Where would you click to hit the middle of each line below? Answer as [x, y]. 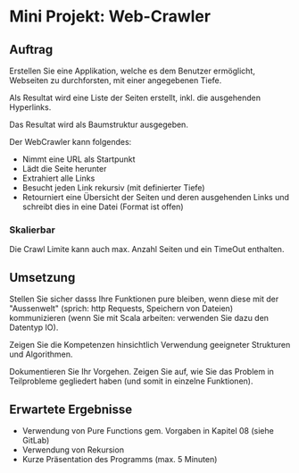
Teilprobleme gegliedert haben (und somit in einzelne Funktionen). [131, 381]
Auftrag [31, 50]
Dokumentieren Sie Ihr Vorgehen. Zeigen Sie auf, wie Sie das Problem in [142, 372]
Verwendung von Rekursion [73, 450]
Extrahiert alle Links [58, 178]
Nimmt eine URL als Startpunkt [79, 159]
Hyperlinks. [30, 107]
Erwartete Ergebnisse [71, 409]
